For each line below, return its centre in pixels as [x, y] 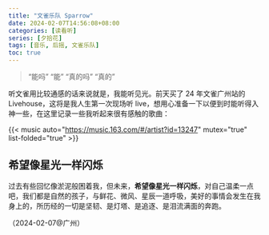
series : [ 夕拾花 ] [35, 38]
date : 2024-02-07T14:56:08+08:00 [64, 23]
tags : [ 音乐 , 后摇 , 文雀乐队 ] [54, 46]
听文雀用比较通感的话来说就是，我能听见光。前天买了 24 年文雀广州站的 [127, 94]
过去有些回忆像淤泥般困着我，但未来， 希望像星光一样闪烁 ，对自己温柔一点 [131, 185]
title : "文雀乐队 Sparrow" [51, 16]
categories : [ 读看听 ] [42, 30]
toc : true [25, 53]
